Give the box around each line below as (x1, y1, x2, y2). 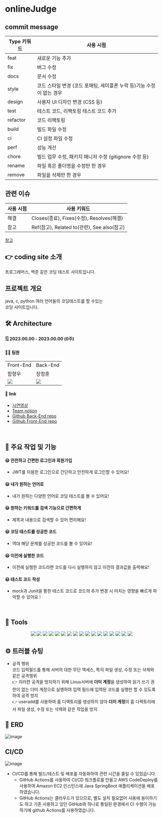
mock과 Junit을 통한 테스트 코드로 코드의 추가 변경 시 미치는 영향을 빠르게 (12, 588, 152, 594)
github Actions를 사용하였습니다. (32, 807, 96, 813)
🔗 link (5, 391, 16, 397)
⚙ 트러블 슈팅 (5, 647, 44, 655)
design (7, 98, 23, 105)
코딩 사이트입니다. (5, 304, 39, 310)
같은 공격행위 (12, 673, 37, 679)
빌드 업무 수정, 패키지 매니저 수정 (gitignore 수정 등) (37, 153, 149, 160)
